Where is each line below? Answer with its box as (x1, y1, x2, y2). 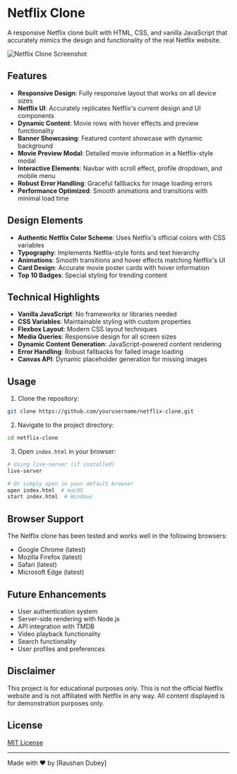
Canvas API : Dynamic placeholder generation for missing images (17, 355, 207, 363)
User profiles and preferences (17, 645, 105, 653)
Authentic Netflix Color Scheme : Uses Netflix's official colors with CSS (17, 233, 226, 242)
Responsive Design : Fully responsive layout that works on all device (17, 88, 217, 97)
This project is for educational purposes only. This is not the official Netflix (7, 684, 224, 692)
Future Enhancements (7, 588, 107, 600)
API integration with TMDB (17, 622, 95, 631)
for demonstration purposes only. (7, 698, 104, 708)
